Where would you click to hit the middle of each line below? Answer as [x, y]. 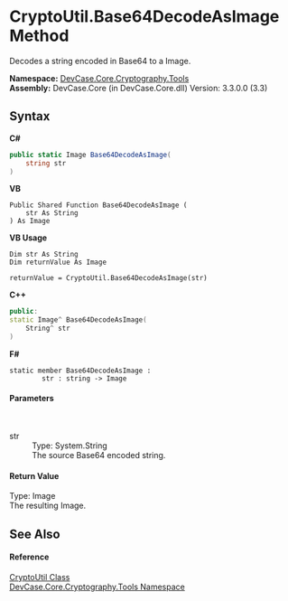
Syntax [30, 116]
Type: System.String [70, 446]
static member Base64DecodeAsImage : [80, 371]
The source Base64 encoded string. [99, 455]
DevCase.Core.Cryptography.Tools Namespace [97, 587]
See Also [35, 534]
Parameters [32, 399]
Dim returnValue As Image [58, 263]
